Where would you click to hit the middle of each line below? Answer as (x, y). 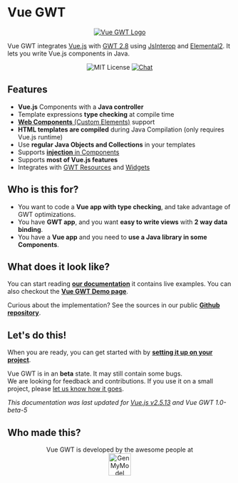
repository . (24, 313)
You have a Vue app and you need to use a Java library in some (113, 237)
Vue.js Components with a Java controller (81, 107)
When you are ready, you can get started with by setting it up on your (110, 352)
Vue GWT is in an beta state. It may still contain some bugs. (95, 373)
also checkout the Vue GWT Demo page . (68, 292)
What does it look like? (59, 266)
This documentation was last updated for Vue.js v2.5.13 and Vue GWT (110, 403)
